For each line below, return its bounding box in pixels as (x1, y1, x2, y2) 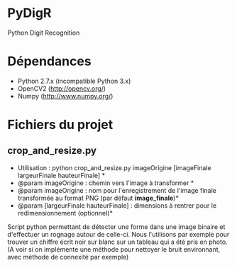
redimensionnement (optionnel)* (17, 208, 114, 217)
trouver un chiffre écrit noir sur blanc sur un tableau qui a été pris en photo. (7, 238, 228, 246)
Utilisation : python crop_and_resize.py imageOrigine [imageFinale (17, 163, 211, 172)
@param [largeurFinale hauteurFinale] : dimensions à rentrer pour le (17, 201, 217, 210)
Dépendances (7, 53, 92, 69)
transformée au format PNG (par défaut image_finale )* (17, 194, 179, 202)
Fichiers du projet (7, 117, 114, 133)
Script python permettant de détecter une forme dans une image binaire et (7, 222, 226, 231)
